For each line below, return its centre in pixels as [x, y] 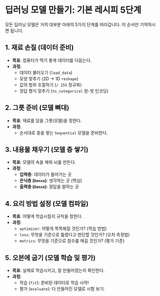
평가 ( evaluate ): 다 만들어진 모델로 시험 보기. [62, 289]
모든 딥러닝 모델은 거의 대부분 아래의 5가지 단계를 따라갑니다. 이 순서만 [72, 24]
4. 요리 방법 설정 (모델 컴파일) [47, 204]
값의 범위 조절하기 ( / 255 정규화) [50, 85]
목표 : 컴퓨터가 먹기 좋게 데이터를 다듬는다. [52, 60]
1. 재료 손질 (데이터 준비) [40, 48]
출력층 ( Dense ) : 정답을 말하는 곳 [49, 187]
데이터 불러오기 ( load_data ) [46, 72]
